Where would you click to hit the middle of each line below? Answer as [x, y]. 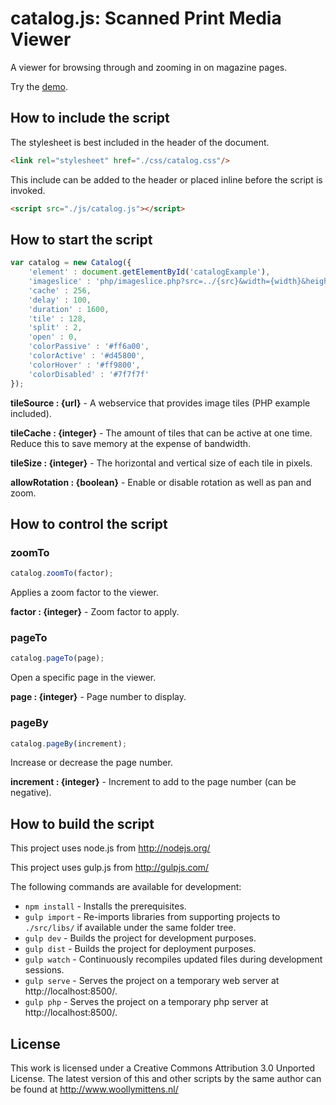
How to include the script [90, 118]
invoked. [28, 190]
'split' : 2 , [55, 328]
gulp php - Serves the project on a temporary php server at [146, 1002]
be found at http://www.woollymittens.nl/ [94, 1089]
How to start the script [81, 239]
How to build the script [82, 823]
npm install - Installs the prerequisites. [105, 906]
